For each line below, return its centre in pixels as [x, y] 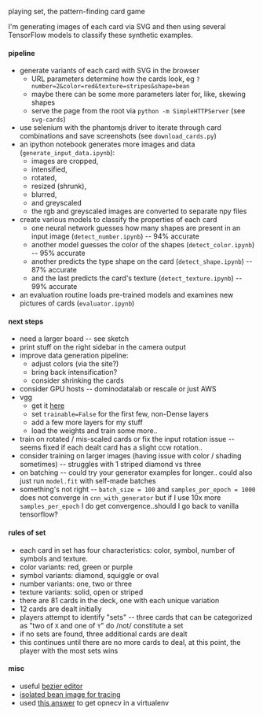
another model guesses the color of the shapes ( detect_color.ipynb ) [143, 245]
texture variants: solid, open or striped [81, 592]
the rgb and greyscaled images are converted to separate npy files [139, 211]
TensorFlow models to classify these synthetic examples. [101, 35]
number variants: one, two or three [75, 583]
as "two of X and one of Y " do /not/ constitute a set [101, 625]
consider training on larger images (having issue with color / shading [130, 456]
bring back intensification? [74, 372]
